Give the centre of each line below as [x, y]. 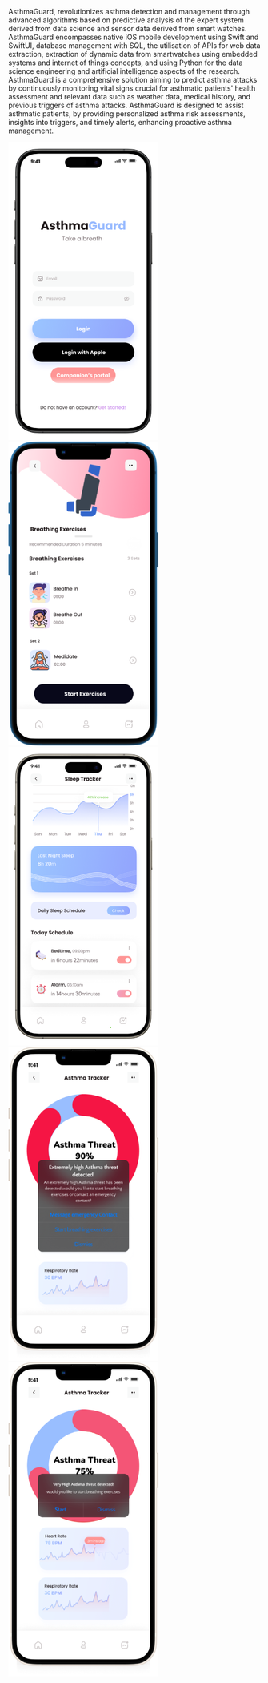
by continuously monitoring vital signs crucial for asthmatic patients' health [132, 88]
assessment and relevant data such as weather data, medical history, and [129, 97]
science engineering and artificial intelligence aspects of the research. [124, 71]
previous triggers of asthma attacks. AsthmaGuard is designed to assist [126, 105]
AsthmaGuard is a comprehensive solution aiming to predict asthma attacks [133, 80]
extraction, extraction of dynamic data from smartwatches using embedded [133, 54]
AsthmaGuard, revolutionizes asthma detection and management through [129, 12]
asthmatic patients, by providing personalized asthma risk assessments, [127, 114]
